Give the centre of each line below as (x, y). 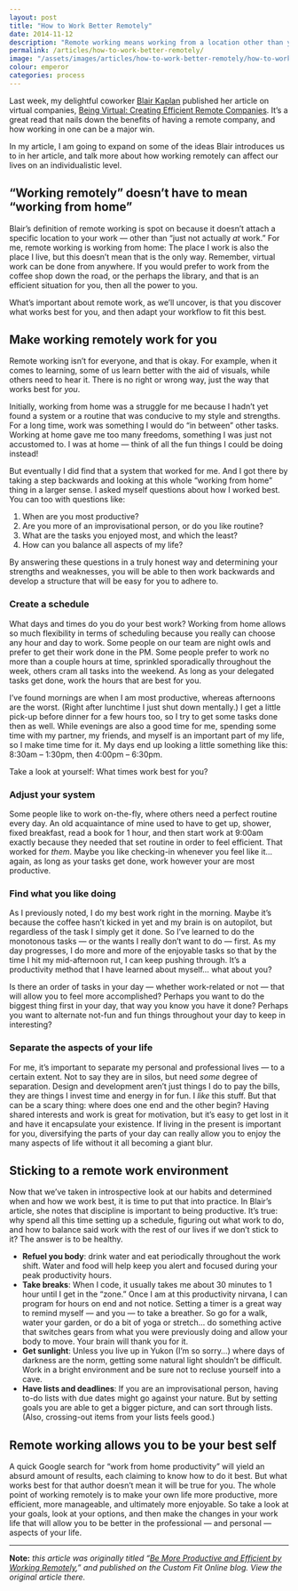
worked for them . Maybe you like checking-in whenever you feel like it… (141, 851)
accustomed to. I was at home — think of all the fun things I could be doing (146, 445)
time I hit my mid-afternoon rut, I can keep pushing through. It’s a (128, 960)
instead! (24, 454)
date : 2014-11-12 (41, 34)
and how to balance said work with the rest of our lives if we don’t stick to (144, 1230)
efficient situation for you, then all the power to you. (103, 285)
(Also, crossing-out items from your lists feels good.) (118, 1417)
